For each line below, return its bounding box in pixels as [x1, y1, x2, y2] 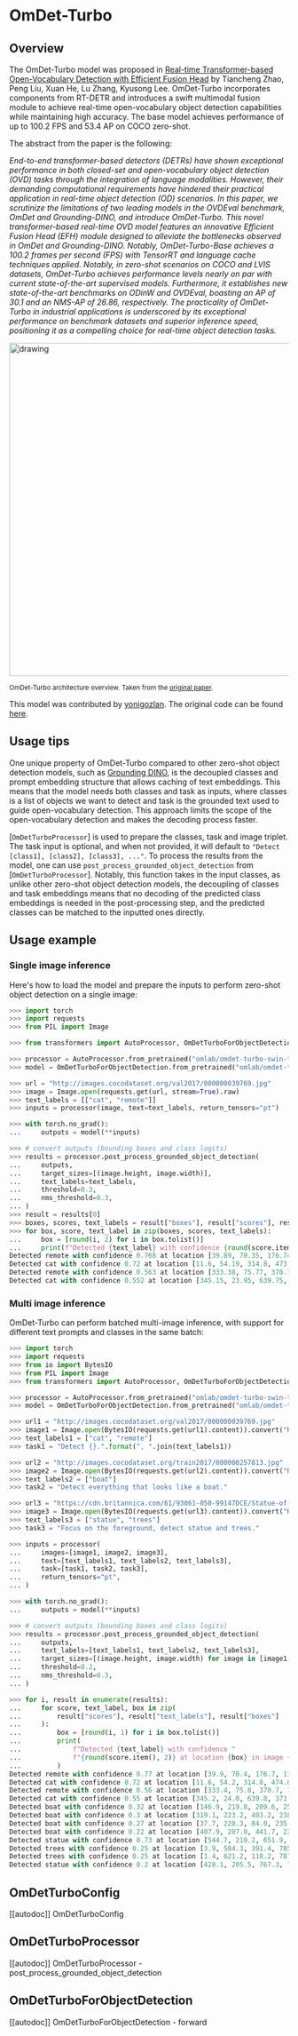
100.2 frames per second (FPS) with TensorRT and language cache [9, 250, 256, 260]
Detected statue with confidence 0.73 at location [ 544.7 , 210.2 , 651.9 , [9, 1835, 288, 1844]
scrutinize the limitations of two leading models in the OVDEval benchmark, [9, 203, 286, 213]
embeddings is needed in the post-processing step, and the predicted [9, 897, 265, 908]
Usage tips [9, 734, 70, 749]
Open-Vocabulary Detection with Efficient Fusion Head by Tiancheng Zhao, [9, 74, 285, 84]
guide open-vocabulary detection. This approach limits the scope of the [9, 805, 272, 815]
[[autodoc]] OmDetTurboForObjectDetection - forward [9, 2016, 208, 2027]
